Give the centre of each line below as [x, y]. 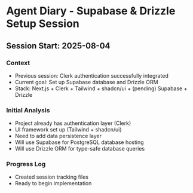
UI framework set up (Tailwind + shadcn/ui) [68, 130]
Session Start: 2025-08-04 [58, 46]
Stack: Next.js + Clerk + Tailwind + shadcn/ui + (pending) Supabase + [101, 88]
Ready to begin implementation [53, 183]
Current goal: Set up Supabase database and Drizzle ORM [86, 82]
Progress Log [26, 164]
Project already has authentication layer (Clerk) [73, 123]
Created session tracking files [51, 177]
